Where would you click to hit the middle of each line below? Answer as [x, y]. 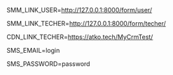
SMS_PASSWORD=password [48, 64]
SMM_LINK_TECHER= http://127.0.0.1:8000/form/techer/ [86, 23]
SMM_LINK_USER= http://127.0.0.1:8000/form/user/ [79, 10]
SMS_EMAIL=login [33, 50]
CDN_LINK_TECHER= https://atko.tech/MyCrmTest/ [80, 37]
